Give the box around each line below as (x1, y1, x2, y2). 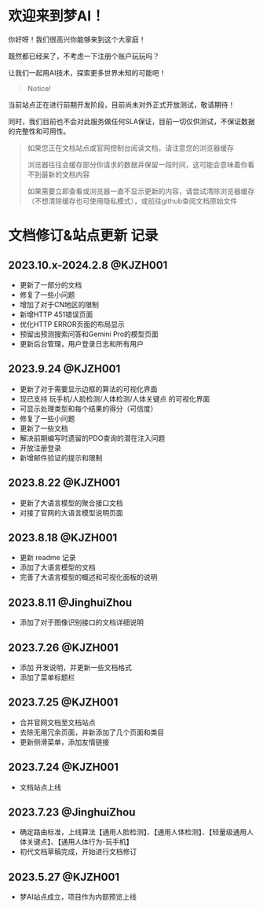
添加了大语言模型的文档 (19, 563, 96, 572)
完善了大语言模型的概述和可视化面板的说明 (19, 573, 158, 582)
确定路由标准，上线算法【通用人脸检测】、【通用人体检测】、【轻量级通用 (19, 827, 247, 837)
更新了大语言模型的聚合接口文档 (19, 498, 123, 508)
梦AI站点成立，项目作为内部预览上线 (19, 893, 137, 902)
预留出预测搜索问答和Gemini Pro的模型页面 (19, 329, 159, 339)
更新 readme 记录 (19, 553, 76, 563)
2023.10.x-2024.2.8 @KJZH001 (8, 258, 168, 272)
